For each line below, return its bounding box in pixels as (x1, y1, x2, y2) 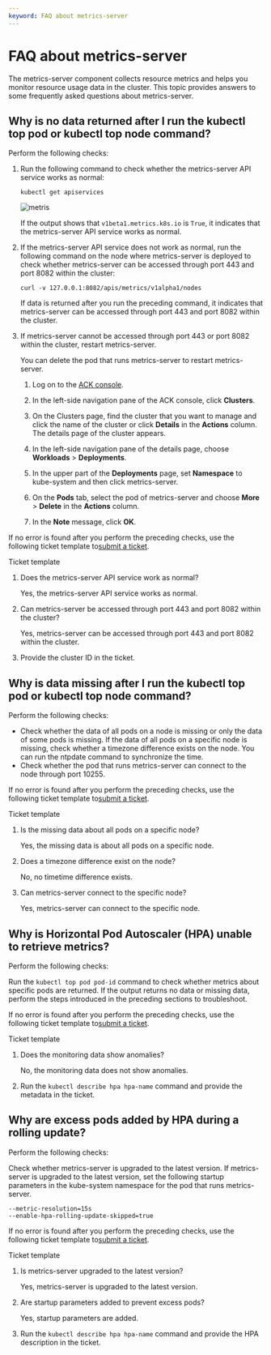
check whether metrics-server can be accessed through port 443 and (19, 260, 255, 270)
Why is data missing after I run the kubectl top (8, 676, 245, 690)
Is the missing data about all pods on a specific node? (19, 825, 200, 835)
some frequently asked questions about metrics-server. (8, 91, 194, 100)
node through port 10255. (19, 769, 105, 779)
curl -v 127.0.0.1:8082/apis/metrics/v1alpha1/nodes (19, 284, 202, 293)
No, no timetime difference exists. (19, 872, 133, 882)
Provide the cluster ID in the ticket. (19, 653, 136, 663)
